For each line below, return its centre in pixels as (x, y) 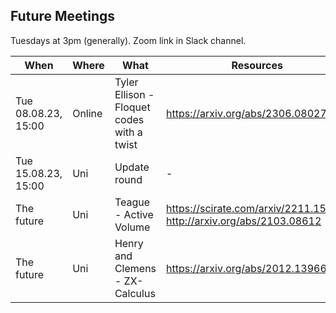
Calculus (135, 293)
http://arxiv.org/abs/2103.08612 (244, 221)
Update (132, 167)
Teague (132, 202)
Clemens (135, 268)
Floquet (132, 107)
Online (87, 113)
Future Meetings (63, 16)
